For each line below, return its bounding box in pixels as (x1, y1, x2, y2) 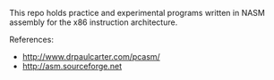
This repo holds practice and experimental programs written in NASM (9, 8, 266, 18)
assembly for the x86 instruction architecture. (9, 17, 178, 28)
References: (9, 35, 54, 44)
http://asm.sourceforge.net (21, 61, 123, 71)
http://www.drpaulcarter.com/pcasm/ (21, 52, 161, 61)
